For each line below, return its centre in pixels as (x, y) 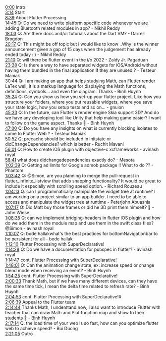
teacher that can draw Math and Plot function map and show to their (75, 313)
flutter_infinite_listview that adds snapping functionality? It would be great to (83, 181)
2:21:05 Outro (19, 334)
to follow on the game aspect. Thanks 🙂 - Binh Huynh (60, 123)
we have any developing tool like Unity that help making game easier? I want (83, 118)
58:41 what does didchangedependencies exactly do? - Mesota (70, 160)
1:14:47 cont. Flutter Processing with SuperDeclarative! (61, 260)
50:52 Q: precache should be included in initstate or (58, 139)
